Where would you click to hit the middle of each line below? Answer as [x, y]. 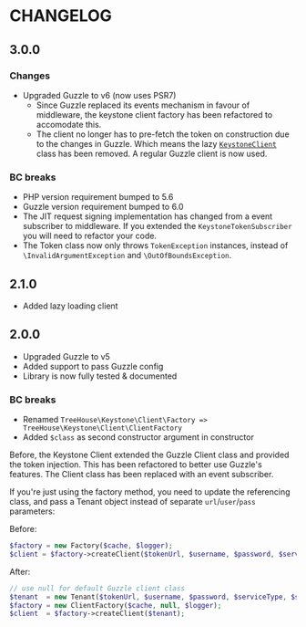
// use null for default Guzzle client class [97, 588]
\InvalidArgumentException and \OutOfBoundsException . [127, 256]
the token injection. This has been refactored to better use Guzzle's [136, 465]
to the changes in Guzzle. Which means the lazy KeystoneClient [156, 143]
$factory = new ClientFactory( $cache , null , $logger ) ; [116, 605]
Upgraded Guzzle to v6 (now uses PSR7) [99, 95]
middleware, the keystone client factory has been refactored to [154, 114]
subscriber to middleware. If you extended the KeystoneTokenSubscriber [158, 226]
